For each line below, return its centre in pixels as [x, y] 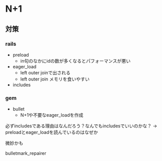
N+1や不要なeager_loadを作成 [52, 115]
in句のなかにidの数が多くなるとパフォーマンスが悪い [75, 61]
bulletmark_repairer [26, 153]
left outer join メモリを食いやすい [55, 79]
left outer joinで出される [45, 72]
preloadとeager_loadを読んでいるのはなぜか [52, 132]
